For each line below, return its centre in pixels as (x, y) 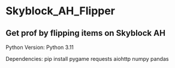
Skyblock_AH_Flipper (60, 11)
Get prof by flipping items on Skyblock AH (86, 33)
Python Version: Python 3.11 (40, 47)
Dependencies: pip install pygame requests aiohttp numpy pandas (87, 59)
